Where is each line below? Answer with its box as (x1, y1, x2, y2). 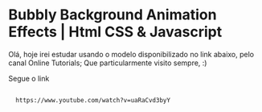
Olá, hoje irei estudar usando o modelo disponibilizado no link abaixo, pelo (8, 49, 255, 59)
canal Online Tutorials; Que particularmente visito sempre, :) (8, 58, 207, 68)
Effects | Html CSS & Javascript (8, 23, 223, 41)
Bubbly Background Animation (8, 6, 217, 24)
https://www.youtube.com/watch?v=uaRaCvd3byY (15, 96, 171, 104)
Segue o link (8, 73, 50, 83)
